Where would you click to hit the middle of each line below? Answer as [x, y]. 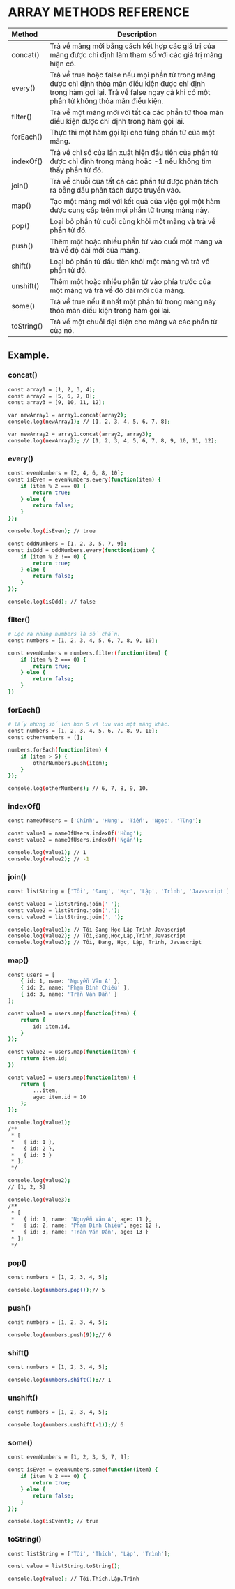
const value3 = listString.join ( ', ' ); [66, 917]
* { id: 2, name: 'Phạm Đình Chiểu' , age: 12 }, [86, 1225]
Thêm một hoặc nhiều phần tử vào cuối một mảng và [136, 241]
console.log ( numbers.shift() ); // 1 [60, 1380]
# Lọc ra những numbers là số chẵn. [64, 634]
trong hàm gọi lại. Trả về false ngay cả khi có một [130, 92]
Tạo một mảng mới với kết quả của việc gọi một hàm [135, 201]
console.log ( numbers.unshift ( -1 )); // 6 [66, 1425]
